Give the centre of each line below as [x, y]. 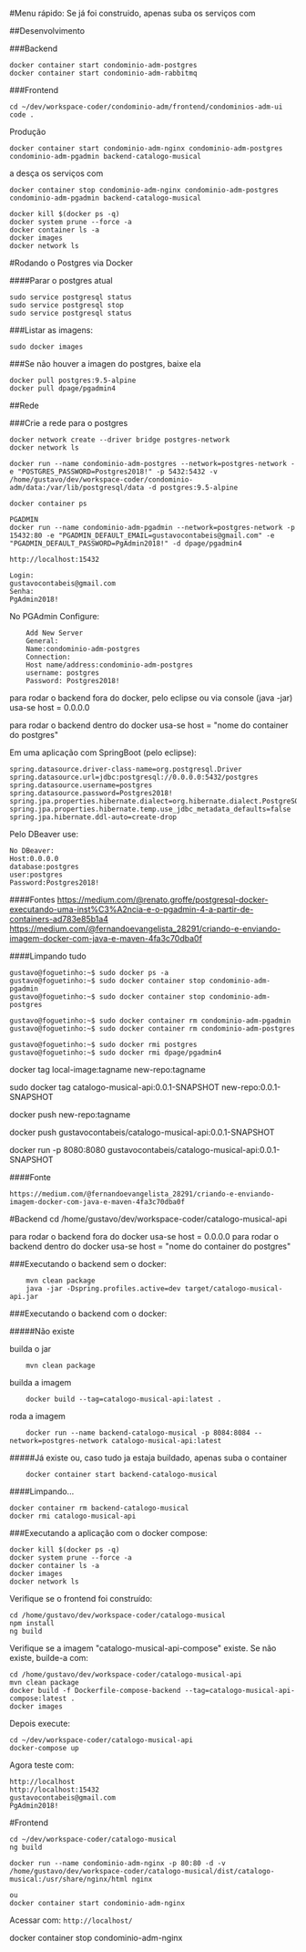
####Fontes [32, 899]
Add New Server [55, 633]
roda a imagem [38, 1416]
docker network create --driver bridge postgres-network [120, 440]
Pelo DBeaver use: [44, 834]
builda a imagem [41, 1382]
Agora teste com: [42, 1765]
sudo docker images [46, 347]
